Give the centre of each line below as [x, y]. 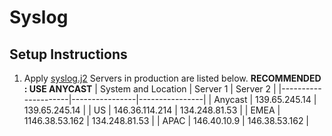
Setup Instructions [68, 54]
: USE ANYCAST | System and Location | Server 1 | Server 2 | [150, 89]
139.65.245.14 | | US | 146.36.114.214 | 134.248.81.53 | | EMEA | [152, 110]
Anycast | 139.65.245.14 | [265, 99]
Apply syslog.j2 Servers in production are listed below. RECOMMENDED [172, 78]
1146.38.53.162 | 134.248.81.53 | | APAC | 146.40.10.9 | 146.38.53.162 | [166, 120]
